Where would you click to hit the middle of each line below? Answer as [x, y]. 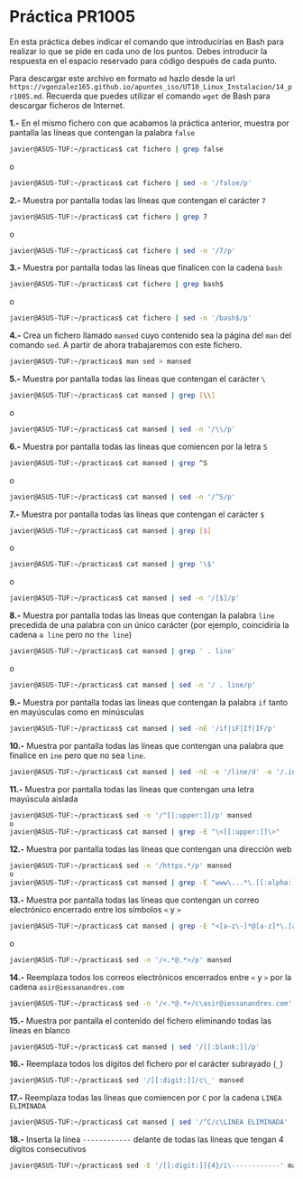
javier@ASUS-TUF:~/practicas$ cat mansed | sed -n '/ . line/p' [133, 685]
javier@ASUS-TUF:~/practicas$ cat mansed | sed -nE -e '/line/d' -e [141, 772]
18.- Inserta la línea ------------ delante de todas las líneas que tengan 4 [147, 1139]
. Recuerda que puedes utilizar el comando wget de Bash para [156, 96]
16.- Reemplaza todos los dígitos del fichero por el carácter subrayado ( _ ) [147, 1064]
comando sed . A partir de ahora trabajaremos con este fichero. [126, 345]
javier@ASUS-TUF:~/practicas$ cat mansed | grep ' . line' [123, 651]
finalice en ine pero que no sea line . [78, 755]
